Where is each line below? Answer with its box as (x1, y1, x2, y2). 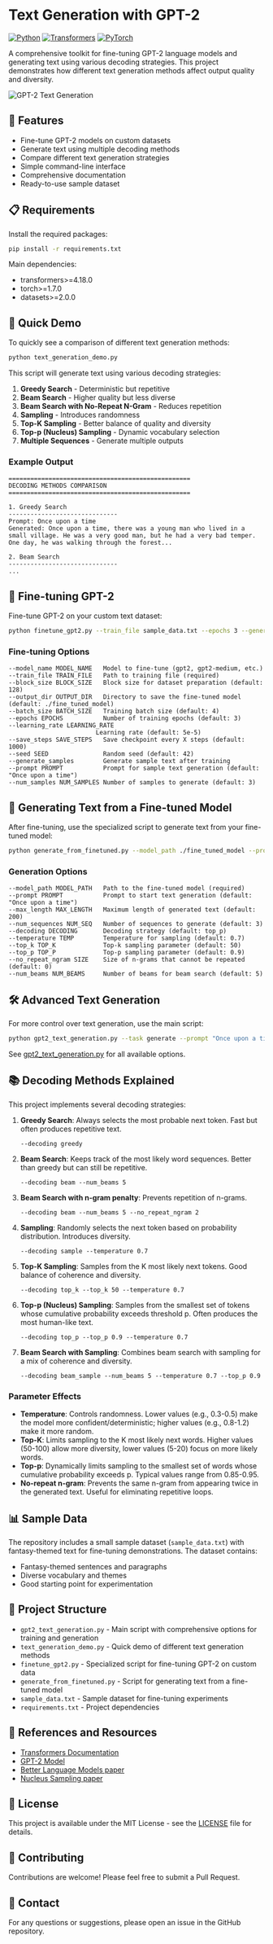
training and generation (19, 1633, 99, 1643)
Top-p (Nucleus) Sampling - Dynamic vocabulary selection (19, 428, 220, 437)
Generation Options (8, 866, 88, 877)
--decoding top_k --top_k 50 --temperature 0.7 (19, 1285, 184, 1294)
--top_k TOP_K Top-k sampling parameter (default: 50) (8, 941, 242, 950)
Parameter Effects (8, 1390, 81, 1402)
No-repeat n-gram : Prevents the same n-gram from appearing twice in (19, 1478, 258, 1488)
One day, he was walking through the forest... (8, 539, 173, 547)
